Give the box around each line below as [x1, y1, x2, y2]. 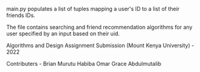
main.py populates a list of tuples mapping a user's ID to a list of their [6, 5, 180, 12]
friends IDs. [6, 12, 35, 19]
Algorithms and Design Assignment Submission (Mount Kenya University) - [6, 42, 195, 49]
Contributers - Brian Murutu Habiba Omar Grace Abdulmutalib [6, 60, 162, 67]
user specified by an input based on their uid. [6, 30, 120, 37]
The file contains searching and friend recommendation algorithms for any [6, 24, 193, 31]
